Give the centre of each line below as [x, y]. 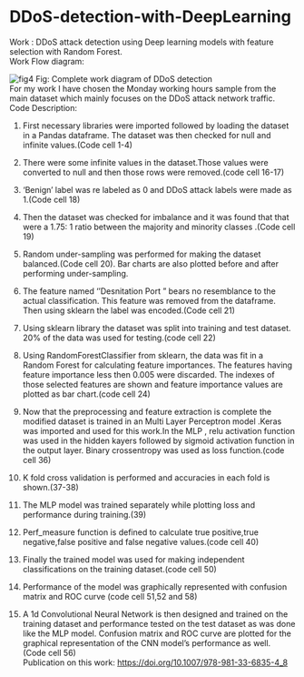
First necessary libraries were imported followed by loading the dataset [156, 126]
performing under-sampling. [75, 273]
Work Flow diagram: [47, 61]
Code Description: [43, 107]
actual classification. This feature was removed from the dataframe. [149, 300]
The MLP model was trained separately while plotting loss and [139, 505]
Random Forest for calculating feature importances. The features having [157, 365]
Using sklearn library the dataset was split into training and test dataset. [157, 328]
